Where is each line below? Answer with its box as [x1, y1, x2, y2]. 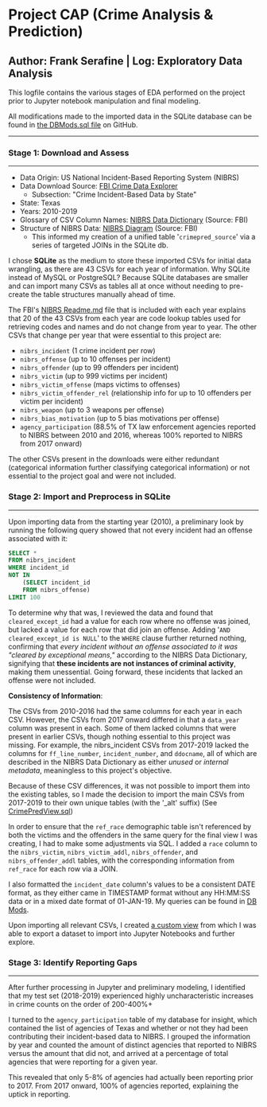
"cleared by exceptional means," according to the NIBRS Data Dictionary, [8, 650, 248, 660]
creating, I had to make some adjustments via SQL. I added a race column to [8, 838, 258, 848]
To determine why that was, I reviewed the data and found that [8, 607, 214, 618]
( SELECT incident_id [22, 579, 91, 587]
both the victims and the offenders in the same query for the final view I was [8, 830, 258, 840]
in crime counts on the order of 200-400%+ [8, 1000, 153, 1009]
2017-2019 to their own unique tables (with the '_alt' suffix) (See [8, 797, 218, 807]
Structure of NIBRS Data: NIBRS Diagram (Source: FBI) [19, 224, 199, 233]
